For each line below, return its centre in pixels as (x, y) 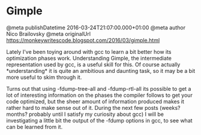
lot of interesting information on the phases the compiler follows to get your (100, 95)
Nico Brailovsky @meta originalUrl (49, 33)
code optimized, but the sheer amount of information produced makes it (95, 101)
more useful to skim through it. (44, 77)
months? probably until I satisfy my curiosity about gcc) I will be (85, 114)
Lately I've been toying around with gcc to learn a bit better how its (89, 51)
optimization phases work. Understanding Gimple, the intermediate (89, 58)
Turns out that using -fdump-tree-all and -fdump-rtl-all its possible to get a (99, 88)
